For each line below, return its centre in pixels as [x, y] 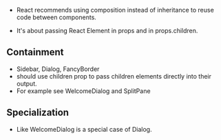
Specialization [38, 113]
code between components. [56, 17]
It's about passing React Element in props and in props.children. [107, 31]
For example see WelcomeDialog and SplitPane [83, 91]
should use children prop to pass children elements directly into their [114, 76]
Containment [35, 52]
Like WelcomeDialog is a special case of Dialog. [84, 129]
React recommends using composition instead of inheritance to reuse [115, 10]
